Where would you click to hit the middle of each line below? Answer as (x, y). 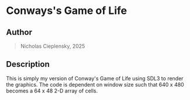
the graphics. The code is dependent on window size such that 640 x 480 (95, 84)
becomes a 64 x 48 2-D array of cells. (52, 91)
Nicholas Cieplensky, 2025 (53, 46)
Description (28, 64)
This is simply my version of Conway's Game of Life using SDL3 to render (95, 78)
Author (19, 32)
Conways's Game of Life (67, 11)
